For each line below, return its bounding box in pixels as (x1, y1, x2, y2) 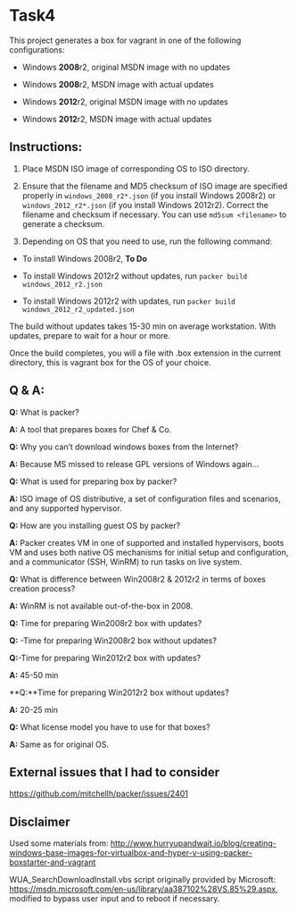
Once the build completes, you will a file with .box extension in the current (9, 348, 281, 358)
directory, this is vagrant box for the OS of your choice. (9, 356, 211, 367)
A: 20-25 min (9, 704, 59, 715)
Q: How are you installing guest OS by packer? (9, 520, 181, 531)
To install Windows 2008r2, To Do (21, 253, 147, 264)
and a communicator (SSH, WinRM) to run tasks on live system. (9, 556, 243, 567)
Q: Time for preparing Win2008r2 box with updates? (9, 617, 202, 628)
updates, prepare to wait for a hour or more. (9, 330, 171, 340)
